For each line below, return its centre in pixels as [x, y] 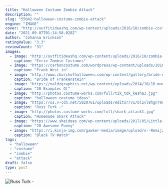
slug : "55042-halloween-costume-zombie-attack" [56, 19]
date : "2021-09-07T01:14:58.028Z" [41, 33]
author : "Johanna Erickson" [34, 38]
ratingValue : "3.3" [25, 42]
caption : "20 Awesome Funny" [44, 126]
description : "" [22, 14]
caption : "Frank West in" [41, 70]
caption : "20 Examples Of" [42, 89]
